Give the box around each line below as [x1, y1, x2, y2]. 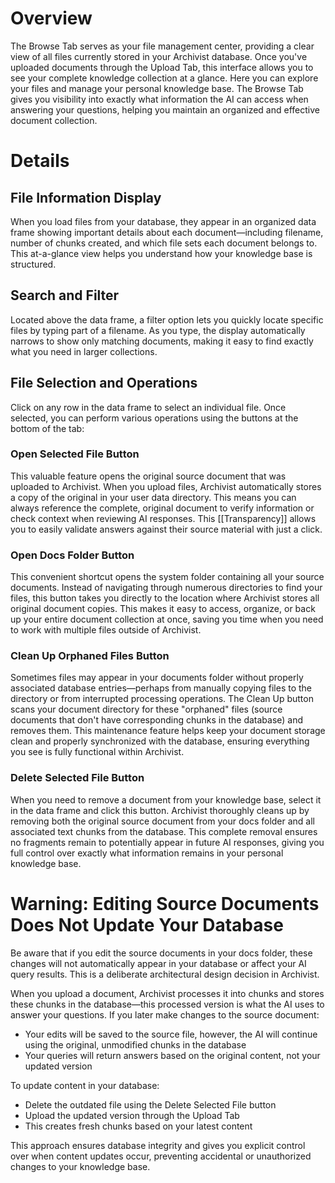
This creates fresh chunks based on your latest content [24, 1120, 253, 1132]
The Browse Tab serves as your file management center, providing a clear [10, 40, 315, 52]
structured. [10, 258, 57, 270]
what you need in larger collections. [10, 345, 158, 357]
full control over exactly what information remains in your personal [10, 847, 284, 859]
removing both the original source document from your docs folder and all [10, 815, 316, 827]
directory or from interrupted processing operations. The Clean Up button [10, 693, 314, 705]
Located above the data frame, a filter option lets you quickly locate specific [10, 313, 324, 326]
